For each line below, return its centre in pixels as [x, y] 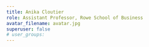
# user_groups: [26, 35]
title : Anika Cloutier [35, 12]
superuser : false [28, 29]
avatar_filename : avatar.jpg [43, 23]
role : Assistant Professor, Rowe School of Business [75, 18]
